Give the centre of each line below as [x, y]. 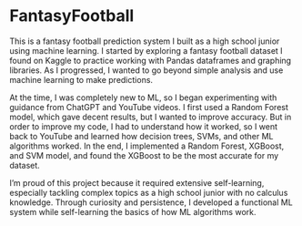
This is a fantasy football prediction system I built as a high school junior [145, 41]
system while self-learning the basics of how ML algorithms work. [133, 211]
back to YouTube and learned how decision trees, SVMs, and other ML [142, 136]
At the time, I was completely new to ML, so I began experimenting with [143, 98]
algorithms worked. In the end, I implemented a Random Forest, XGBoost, [147, 146]
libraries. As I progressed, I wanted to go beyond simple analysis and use [146, 70]
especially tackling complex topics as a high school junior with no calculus [149, 192]
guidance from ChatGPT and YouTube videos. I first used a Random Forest [149, 107]
